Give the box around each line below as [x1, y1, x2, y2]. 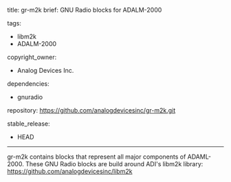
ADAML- [187, 152, 212, 161]
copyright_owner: [7, 53, 57, 61]
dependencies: [7, 80, 49, 88]
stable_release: [7, 120, 50, 128]
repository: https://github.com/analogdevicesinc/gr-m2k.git [7, 106, 176, 114]
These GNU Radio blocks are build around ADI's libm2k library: [25, 160, 203, 168]
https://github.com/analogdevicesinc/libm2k [7, 168, 133, 175]
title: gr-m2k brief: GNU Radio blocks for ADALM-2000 [7, 6, 162, 14]
